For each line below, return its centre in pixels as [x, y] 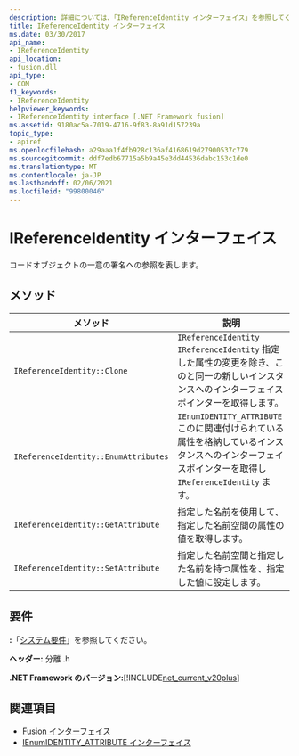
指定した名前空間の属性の [231, 525]
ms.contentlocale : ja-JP [55, 175]
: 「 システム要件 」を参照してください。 [81, 639]
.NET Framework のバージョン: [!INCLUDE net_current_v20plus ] [125, 678]
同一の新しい [222, 375]
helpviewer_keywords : [49, 109]
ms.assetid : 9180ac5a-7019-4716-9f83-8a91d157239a [105, 126]
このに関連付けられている [231, 428]
